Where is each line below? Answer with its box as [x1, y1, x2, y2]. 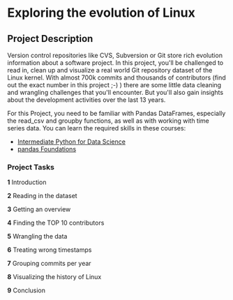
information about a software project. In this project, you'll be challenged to [7, 59, 224, 67]
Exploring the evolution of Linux [7, 5, 195, 21]
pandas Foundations [17, 145, 77, 153]
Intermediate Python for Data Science [17, 137, 126, 146]
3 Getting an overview [7, 205, 71, 213]
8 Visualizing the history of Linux [7, 273, 102, 281]
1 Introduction [7, 178, 47, 186]
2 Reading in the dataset [7, 192, 78, 200]
